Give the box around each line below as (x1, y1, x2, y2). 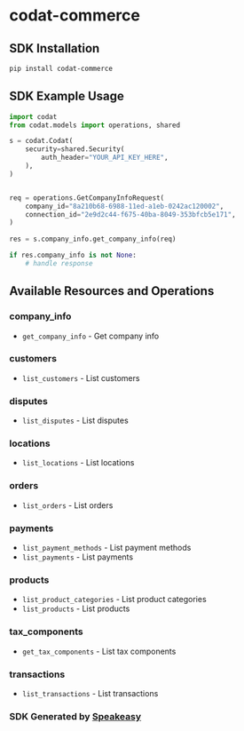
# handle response (25, 258, 93, 267)
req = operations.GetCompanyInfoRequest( (9, 193, 165, 203)
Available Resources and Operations (9, 283, 215, 298)
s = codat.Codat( (9, 137, 74, 146)
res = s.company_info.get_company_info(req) (9, 234, 177, 244)
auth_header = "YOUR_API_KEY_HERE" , (41, 153, 169, 163)
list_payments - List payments (21, 552, 134, 562)
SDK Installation (9, 41, 100, 56)
